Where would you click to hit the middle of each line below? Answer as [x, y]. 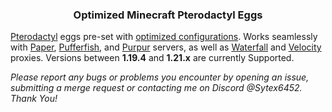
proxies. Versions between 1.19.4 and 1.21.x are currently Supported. [152, 58]
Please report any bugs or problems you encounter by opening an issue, [160, 77]
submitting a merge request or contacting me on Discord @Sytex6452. [156, 88]
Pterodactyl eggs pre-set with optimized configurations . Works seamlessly [164, 37]
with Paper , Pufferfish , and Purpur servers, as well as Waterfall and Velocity [166, 47]
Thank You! [34, 99]
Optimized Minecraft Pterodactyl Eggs [168, 15]
